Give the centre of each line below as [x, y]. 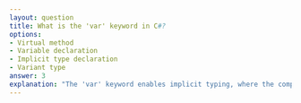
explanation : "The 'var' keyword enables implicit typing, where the [142, 84]
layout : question [42, 17]
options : [26, 34]
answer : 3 [28, 76]
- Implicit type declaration [64, 59]
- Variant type [38, 68]
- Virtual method [42, 43]
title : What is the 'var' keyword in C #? [88, 26]
